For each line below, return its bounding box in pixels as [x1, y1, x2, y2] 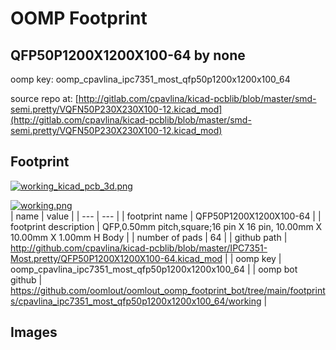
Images [10, 324, 58, 341]
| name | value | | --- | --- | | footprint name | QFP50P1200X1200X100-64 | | [10, 210, 322, 222]
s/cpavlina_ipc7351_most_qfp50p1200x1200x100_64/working [10, 295, 262, 307]
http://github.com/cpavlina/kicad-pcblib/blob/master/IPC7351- [10, 242, 268, 254]
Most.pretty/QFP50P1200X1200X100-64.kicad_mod [10, 252, 223, 264]
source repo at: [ [10, 93, 79, 104]
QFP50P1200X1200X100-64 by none [10, 47, 246, 64]
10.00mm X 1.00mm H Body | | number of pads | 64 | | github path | [10, 231, 288, 243]
